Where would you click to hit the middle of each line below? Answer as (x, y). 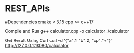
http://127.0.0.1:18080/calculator (37, 45)
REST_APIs (28, 8)
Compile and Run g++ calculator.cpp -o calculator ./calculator (67, 31)
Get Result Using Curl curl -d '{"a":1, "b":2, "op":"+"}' (58, 40)
